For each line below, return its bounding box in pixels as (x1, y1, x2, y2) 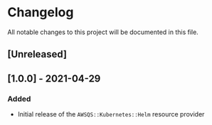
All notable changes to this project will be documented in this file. (7, 28, 199, 36)
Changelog (7, 4, 74, 21)
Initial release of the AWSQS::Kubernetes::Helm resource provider (17, 110, 205, 119)
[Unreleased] (7, 48, 68, 60)
